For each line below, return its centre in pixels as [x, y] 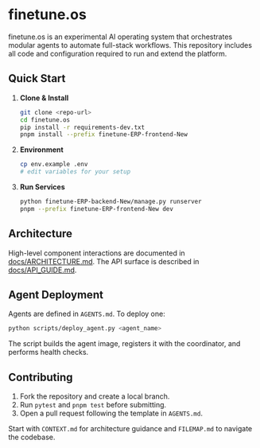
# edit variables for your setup [75, 172]
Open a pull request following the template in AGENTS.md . [111, 413]
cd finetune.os [45, 120]
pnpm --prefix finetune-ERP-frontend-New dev [96, 208]
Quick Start [37, 78]
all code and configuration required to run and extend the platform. [118, 53]
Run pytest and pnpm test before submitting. [93, 405]
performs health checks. [49, 353]
